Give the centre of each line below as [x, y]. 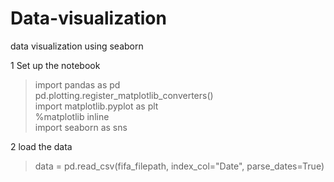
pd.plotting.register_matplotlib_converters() [124, 95]
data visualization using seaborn [77, 46]
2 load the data [41, 146]
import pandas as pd [77, 84]
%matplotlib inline [72, 116]
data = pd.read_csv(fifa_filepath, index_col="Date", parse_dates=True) [179, 166]
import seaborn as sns [81, 127]
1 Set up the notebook [55, 65]
